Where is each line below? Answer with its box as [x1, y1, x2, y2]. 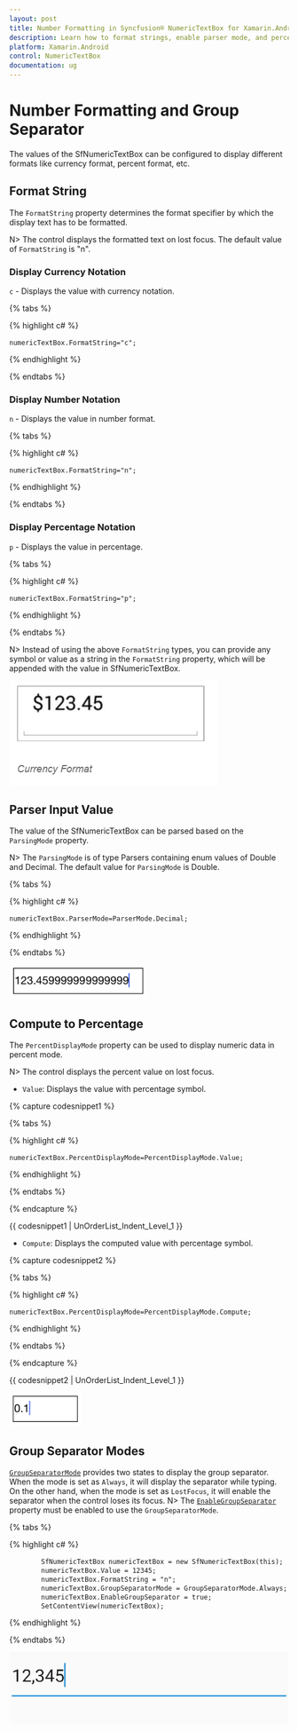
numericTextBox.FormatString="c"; [9, 338, 137, 348]
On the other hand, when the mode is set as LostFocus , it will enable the [9, 1486, 271, 1497]
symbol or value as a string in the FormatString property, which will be [9, 653, 266, 664]
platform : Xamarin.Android [9, 43, 109, 51]
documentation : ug [9, 61, 77, 70]
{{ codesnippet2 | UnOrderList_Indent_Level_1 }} [9, 1375, 184, 1386]
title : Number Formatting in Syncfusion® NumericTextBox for [9, 23, 240, 33]
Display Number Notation [9, 393, 121, 406]
